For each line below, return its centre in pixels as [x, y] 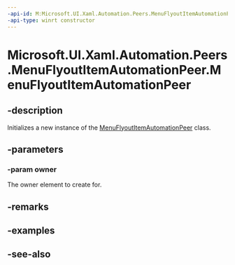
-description [35, 110]
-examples [31, 230]
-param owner [32, 169]
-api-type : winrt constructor [51, 20]
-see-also [29, 254]
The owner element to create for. [55, 185]
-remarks [28, 206]
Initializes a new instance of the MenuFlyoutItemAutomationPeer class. [109, 128]
